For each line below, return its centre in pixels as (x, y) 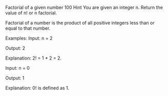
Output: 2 (15, 48)
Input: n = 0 (17, 68)
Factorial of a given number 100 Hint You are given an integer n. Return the (84, 7)
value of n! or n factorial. (31, 13)
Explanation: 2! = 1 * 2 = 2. (34, 58)
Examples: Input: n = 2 (29, 38)
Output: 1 (15, 78)
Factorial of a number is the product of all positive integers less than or (80, 23)
